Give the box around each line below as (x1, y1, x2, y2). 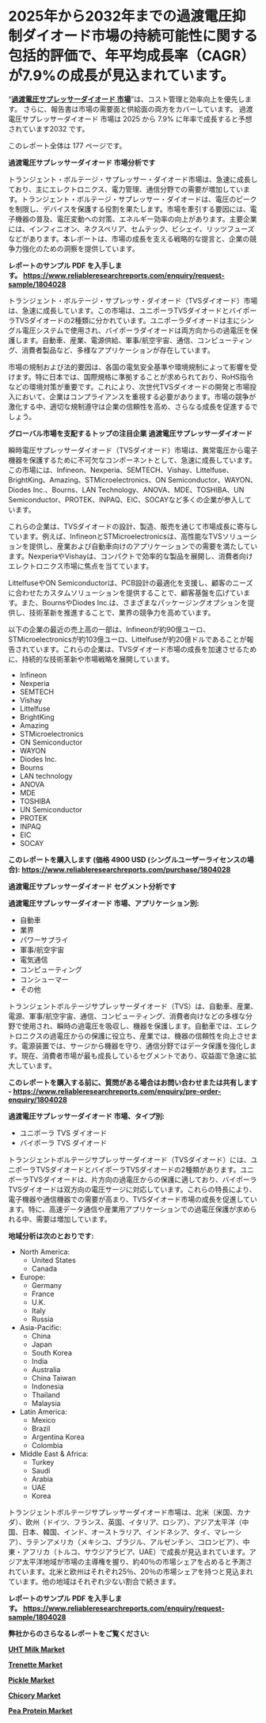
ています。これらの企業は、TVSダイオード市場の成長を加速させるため (28, 644, 257, 654)
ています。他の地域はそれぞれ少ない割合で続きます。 (8, 1576, 180, 1586)
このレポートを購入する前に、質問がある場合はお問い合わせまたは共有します (8, 1077, 258, 1087)
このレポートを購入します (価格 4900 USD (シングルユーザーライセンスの (8, 855, 248, 864)
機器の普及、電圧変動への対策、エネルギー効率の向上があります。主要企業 (14, 214, 257, 223)
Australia (31, 1364, 61, 1374)
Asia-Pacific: (19, 1322, 62, 1332)
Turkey (31, 1457, 55, 1466)
